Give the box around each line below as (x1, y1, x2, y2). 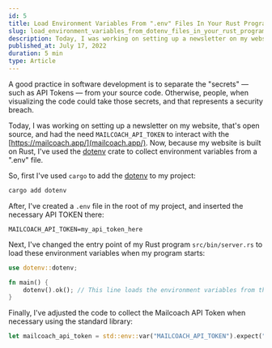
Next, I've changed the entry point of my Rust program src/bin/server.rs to (8, 240, 263, 249)
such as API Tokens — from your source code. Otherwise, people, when (8, 87, 249, 97)
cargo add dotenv (8, 186, 67, 194)
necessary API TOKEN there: (8, 210, 104, 219)
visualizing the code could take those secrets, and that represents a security (8, 96, 263, 106)
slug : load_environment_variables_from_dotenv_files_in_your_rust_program (8, 27, 266, 35)
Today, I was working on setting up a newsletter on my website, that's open (8, 121, 261, 130)
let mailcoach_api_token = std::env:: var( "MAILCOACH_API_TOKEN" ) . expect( (8, 333, 263, 341)
